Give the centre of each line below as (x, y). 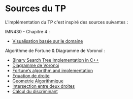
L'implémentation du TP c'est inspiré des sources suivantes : (66, 22)
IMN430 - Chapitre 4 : (28, 31)
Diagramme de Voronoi (36, 65)
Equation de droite (31, 75)
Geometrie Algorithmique (38, 81)
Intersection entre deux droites (43, 86)
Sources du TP (36, 9)
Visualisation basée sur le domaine (48, 41)
